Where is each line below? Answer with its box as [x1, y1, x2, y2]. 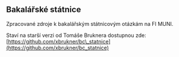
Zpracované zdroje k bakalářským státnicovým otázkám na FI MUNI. [6, 20, 174, 27]
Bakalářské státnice [6, 5, 81, 15]
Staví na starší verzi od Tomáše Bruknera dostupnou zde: [6, 32, 147, 39]
